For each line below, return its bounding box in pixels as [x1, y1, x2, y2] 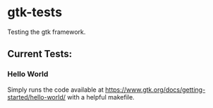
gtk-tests [7, 4, 62, 20]
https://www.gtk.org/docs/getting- [105, 85, 206, 94]
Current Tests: [7, 48, 73, 60]
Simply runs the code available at [7, 85, 104, 94]
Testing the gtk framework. [7, 28, 86, 36]
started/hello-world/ [7, 92, 66, 101]
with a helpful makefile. [66, 92, 135, 101]
